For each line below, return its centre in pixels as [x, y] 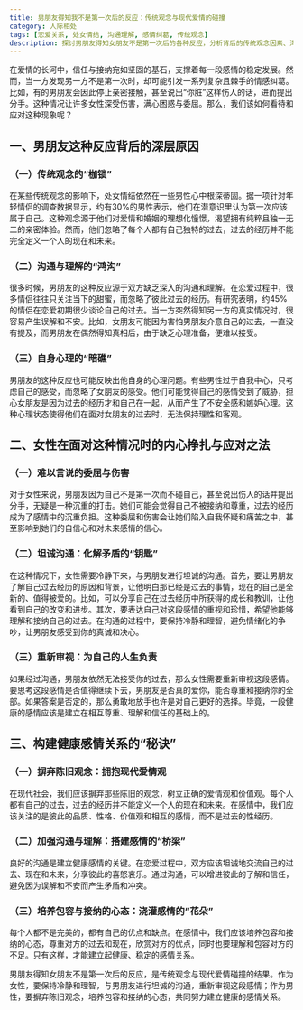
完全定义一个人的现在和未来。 [64, 240]
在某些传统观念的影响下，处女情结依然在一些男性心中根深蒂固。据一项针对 [147, 195]
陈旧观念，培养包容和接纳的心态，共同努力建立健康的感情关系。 [167, 997]
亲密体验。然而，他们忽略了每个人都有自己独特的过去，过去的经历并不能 [159, 229]
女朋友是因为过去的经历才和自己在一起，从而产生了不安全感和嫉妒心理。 [151, 402]
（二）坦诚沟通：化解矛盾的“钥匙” [83, 554]
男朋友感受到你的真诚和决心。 [88, 631]
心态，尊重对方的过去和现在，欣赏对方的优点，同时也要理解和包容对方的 [159, 944]
